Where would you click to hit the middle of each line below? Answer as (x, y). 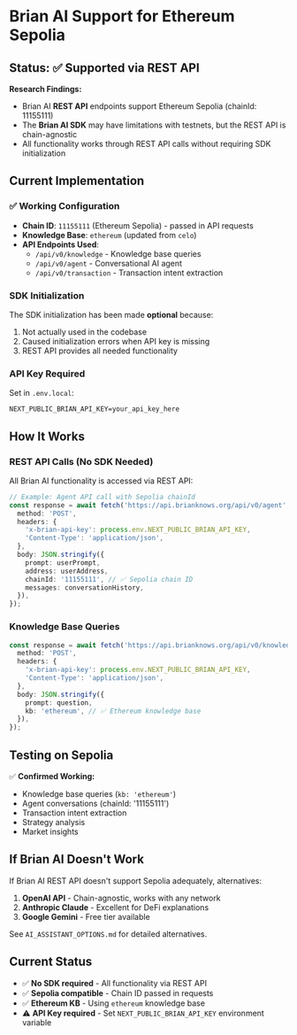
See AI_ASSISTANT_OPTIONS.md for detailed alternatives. (108, 934)
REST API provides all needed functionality (100, 351)
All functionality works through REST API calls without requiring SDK (146, 144)
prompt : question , (59, 703)
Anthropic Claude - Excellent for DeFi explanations (115, 907)
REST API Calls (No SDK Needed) (81, 461)
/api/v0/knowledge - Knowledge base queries (118, 253)
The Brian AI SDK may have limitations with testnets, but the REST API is (154, 125)
